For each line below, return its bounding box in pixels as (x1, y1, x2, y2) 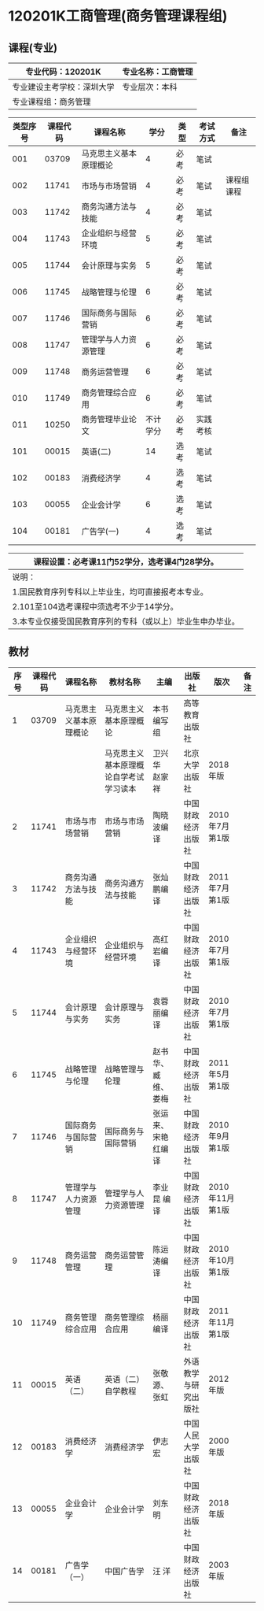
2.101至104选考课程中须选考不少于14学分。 (12, 602, 178, 612)
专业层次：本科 (122, 82, 178, 92)
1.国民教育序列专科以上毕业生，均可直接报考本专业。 (12, 587, 208, 597)
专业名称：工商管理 (122, 66, 194, 77)
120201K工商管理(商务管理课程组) (8, 7, 228, 25)
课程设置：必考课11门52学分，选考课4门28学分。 (33, 557, 218, 567)
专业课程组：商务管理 (12, 96, 92, 107)
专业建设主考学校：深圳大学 (12, 82, 115, 92)
